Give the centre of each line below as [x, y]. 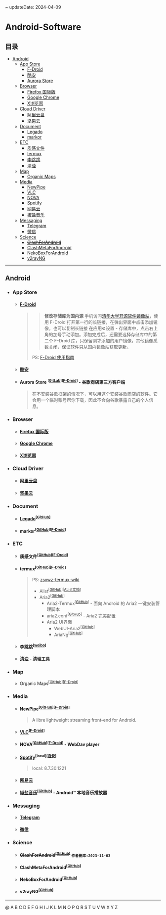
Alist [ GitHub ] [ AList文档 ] [60, 591]
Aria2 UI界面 [59, 622]
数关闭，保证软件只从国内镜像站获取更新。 [88, 347]
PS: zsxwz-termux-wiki [56, 580]
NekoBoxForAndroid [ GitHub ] [48, 879]
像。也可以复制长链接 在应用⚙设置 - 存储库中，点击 [97, 328]
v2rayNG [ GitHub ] [37, 891]
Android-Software [43, 27]
